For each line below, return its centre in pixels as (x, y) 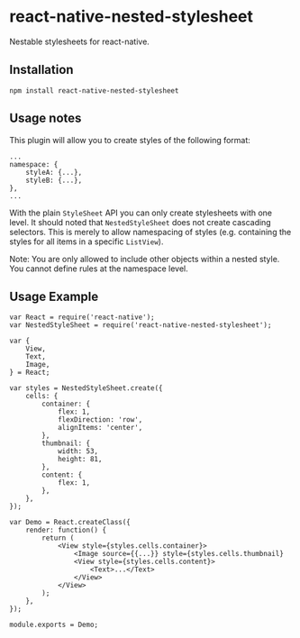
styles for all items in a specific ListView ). (86, 242)
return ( (58, 538)
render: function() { (66, 530)
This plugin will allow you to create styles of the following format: (130, 140)
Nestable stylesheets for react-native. (80, 41)
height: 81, (80, 460)
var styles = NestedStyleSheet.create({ (86, 388)
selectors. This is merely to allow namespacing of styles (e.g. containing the (150, 232)
